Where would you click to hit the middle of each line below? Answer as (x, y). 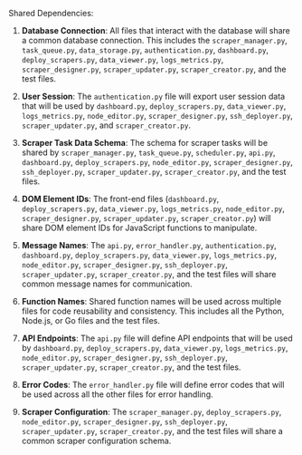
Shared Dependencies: (51, 13)
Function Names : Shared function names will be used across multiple (151, 301)
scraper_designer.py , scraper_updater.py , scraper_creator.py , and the (154, 69)
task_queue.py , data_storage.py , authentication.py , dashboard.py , (145, 50)
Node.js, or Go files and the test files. (90, 320)
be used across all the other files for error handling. (117, 394)
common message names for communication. (107, 284)
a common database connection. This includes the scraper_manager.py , (155, 40)
